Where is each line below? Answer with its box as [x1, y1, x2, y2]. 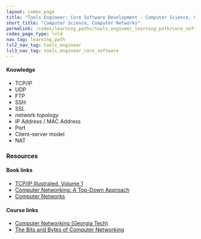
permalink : [6, 25, 33, 32]
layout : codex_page [6, 8, 55, 15]
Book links [6, 167, 33, 174]
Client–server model [14, 130, 65, 138]
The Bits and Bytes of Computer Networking [14, 226, 124, 234]
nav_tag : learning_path [6, 37, 66, 43]
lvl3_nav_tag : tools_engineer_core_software [6, 48, 119, 54]
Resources [6, 152, 38, 160]
